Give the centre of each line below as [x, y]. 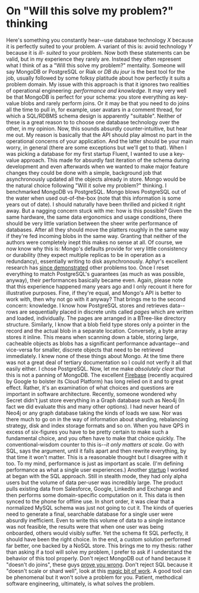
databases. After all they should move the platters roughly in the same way [97, 230]
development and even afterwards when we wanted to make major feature [97, 166]
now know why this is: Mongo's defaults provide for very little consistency [97, 249]
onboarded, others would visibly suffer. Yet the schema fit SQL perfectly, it [97, 533]
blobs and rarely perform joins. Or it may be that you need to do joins [105, 103]
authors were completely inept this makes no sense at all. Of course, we [94, 242]
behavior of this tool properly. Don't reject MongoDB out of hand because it [99, 558]
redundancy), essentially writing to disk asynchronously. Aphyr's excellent [97, 261]
